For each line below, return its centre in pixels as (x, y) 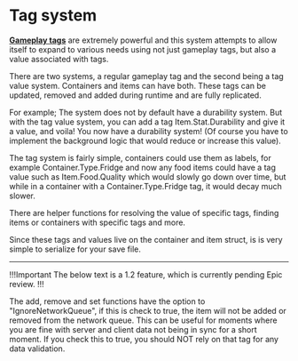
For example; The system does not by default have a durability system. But (146, 112)
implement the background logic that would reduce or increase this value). (145, 140)
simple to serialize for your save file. (75, 249)
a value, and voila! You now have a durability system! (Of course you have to (149, 131)
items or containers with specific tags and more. (98, 222)
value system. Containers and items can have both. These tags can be (137, 85)
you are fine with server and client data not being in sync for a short (133, 329)
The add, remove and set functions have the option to (107, 301)
